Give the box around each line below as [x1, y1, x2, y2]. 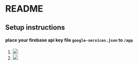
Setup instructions [5, 23, 65, 32]
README [5, 3, 43, 15]
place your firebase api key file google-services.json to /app [5, 37, 133, 43]
